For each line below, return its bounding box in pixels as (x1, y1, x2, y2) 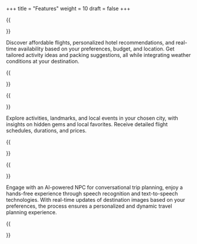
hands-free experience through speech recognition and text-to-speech (6, 190, 178, 197)
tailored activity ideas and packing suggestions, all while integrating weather (6, 52, 191, 58)
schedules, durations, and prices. (6, 127, 87, 134)
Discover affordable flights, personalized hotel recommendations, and (6, 39, 175, 46)
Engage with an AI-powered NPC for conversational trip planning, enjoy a (6, 184, 183, 191)
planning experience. (6, 209, 57, 216)
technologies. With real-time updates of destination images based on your (6, 196, 186, 203)
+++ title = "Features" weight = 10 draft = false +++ (6, 5, 131, 12)
